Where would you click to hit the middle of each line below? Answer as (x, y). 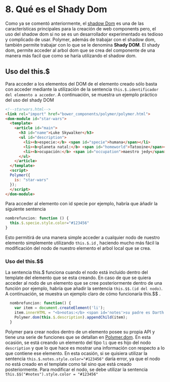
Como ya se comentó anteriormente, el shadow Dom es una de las (75, 23)
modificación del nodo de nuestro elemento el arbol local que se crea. (78, 248)
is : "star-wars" (32, 180)
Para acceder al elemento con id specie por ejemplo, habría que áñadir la (81, 204)
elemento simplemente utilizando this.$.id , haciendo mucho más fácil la (82, 243)
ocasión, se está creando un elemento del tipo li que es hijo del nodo (78, 342)
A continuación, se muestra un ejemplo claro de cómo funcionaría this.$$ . (83, 294)
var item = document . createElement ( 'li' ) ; (60, 308)
